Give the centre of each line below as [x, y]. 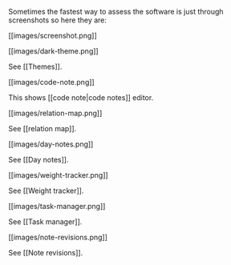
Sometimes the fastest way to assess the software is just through [116, 12]
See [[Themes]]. [35, 66]
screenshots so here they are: [57, 20]
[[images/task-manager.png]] [57, 206]
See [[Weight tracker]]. [46, 191]
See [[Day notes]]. [38, 160]
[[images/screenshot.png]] [53, 36]
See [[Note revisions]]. [46, 253]
